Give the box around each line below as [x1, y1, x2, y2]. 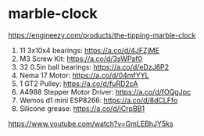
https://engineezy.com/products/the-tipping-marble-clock [8, 30, 196, 40]
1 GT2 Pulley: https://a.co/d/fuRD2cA [19, 79, 138, 88]
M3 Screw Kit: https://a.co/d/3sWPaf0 [19, 54, 143, 63]
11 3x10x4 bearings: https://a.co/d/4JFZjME [19, 45, 160, 55]
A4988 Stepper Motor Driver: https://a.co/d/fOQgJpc [19, 87, 191, 96]
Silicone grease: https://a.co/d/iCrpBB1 [19, 103, 145, 113]
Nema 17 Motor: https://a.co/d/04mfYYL [19, 70, 150, 80]
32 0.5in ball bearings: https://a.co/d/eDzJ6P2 [19, 62, 170, 71]
